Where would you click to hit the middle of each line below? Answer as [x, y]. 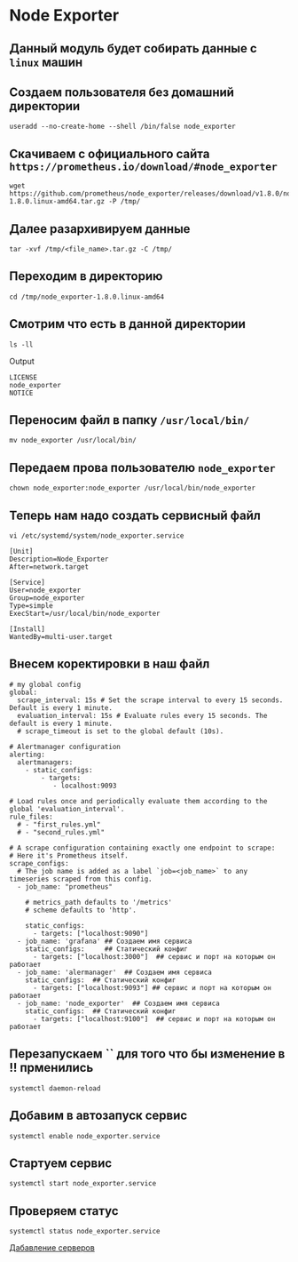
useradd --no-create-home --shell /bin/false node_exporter [123, 127]
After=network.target [49, 567]
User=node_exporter [45, 591]
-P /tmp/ [124, 202]
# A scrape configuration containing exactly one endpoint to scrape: [142, 848]
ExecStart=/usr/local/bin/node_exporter [85, 614]
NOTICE [21, 393]
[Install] [27, 629]
